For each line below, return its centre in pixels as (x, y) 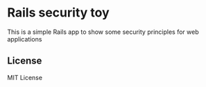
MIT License (25, 77)
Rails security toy (58, 13)
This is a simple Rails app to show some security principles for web (103, 32)
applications (25, 39)
